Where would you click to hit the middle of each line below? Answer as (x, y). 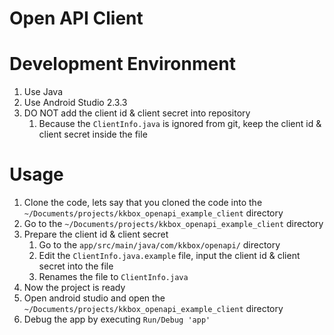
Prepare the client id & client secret (96, 234)
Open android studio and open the (94, 298)
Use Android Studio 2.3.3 (75, 103)
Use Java (43, 92)
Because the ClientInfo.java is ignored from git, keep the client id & (180, 124)
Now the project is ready (74, 288)
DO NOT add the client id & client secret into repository (137, 113)
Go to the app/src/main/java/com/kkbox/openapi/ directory (159, 245)
